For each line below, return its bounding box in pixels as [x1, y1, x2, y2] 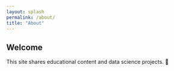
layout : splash [6, 8, 45, 15]
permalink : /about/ [6, 14, 56, 20]
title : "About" [6, 20, 45, 26]
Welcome [6, 42, 43, 52]
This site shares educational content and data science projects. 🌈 [6, 58, 169, 66]
